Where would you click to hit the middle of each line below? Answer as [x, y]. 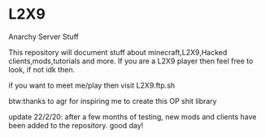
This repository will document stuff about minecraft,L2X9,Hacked [118, 52]
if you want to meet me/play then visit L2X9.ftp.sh [92, 85]
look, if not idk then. [42, 69]
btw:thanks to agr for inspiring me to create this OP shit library [113, 101]
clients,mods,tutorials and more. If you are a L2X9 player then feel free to [131, 61]
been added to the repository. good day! [76, 125]
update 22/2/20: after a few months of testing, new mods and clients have [132, 116]
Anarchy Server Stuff [43, 37]
